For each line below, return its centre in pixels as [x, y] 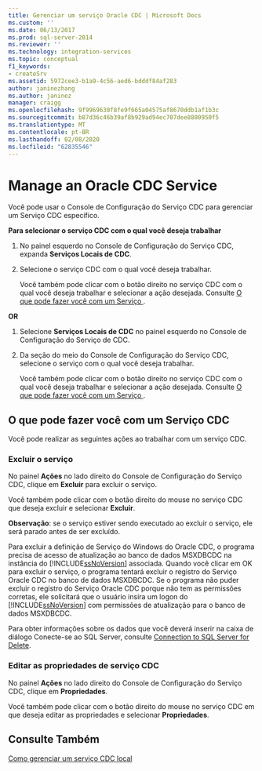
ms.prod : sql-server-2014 [50, 37]
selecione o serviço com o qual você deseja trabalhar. [107, 364]
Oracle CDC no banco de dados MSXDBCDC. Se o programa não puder [124, 580]
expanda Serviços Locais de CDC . [75, 254]
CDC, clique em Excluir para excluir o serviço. [83, 485]
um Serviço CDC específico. [54, 216]
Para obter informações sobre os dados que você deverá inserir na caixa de [131, 629]
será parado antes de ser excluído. [64, 532]
